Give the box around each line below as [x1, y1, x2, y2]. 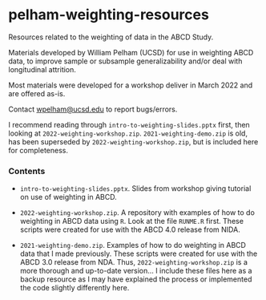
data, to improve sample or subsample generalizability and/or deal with [8, 56, 243, 66]
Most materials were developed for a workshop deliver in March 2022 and [8, 80, 253, 90]
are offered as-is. [8, 88, 66, 98]
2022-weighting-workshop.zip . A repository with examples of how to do [19, 208, 255, 217]
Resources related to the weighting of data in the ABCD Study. [8, 32, 214, 42]
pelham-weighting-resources [8, 6, 210, 24]
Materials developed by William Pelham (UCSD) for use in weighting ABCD [8, 47, 254, 57]
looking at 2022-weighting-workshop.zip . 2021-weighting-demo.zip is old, [8, 128, 248, 138]
